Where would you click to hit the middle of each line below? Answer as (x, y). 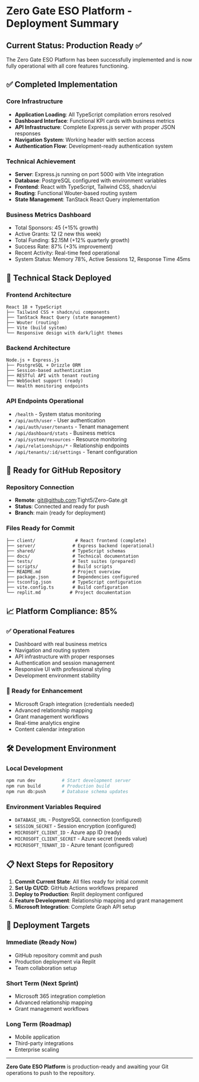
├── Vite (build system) (37, 327)
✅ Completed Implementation (62, 85)
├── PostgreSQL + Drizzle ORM (44, 365)
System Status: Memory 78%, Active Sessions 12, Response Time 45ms (102, 259)
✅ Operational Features (41, 631)
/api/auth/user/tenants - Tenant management (72, 427)
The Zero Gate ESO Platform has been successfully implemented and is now (99, 60)
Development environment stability (57, 676)
